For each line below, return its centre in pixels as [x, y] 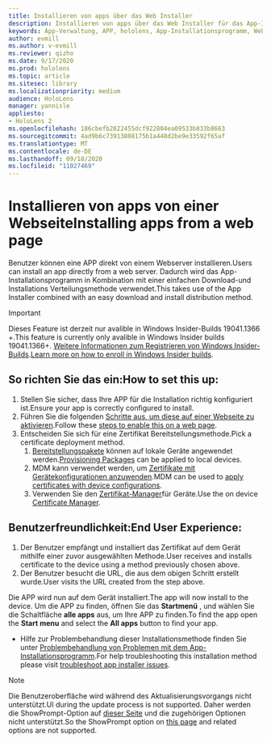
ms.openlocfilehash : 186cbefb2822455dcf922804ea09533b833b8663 [117, 129]
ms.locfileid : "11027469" [52, 167]
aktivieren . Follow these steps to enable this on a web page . [119, 424]
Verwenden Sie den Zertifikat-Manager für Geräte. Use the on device [145, 493]
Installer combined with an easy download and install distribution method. [131, 298]
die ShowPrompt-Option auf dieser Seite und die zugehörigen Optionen [127, 713]
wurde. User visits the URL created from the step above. [113, 581]
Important [25, 313]
